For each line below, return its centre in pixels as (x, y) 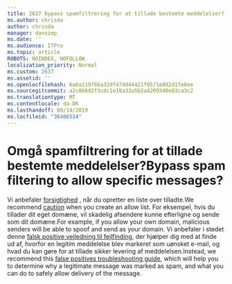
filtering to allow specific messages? (115, 180)
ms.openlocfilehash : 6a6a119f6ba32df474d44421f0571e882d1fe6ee (100, 85)
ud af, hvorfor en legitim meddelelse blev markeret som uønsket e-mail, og (114, 244)
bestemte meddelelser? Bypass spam (116, 165)
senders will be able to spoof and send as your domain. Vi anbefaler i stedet (116, 229)
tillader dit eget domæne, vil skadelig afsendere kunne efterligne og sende (113, 214)
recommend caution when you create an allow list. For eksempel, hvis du (111, 207)
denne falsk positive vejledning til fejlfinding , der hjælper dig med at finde (112, 236)
